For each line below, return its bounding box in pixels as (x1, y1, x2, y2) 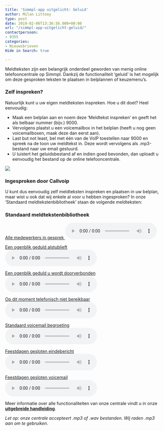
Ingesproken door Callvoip (5, 177, 70, 184)
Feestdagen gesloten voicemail (5, 375, 68, 380)
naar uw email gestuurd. (30, 146, 79, 152)
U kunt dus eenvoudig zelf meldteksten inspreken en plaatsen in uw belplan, (5, 189, 159, 195)
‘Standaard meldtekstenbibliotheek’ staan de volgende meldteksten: (5, 199, 142, 205)
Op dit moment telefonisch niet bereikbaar (5, 296, 91, 302)
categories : (5, 39, 29, 44)
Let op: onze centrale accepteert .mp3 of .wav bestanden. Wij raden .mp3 (5, 415, 155, 421)
